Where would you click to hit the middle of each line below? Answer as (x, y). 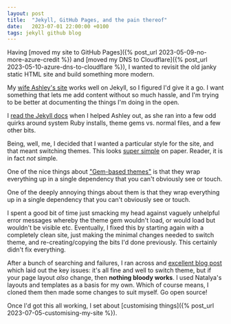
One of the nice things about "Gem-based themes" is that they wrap (104, 172)
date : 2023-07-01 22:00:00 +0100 (58, 26)
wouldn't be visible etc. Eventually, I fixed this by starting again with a (106, 227)
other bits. (22, 130)
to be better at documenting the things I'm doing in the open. (93, 102)
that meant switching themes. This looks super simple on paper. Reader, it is (115, 151)
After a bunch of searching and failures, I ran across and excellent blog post (114, 263)
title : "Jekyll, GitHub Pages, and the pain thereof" (87, 20)
